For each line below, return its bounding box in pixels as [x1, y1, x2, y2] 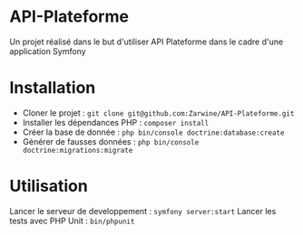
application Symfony [9, 45, 86, 56]
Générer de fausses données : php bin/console [22, 136, 200, 146]
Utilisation [9, 176, 88, 196]
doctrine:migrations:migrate [22, 146, 133, 155]
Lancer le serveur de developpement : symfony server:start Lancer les [9, 205, 277, 216]
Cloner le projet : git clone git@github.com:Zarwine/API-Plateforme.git [22, 107, 295, 118]
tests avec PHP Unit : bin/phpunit [9, 215, 135, 226]
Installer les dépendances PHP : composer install [22, 117, 210, 127]
